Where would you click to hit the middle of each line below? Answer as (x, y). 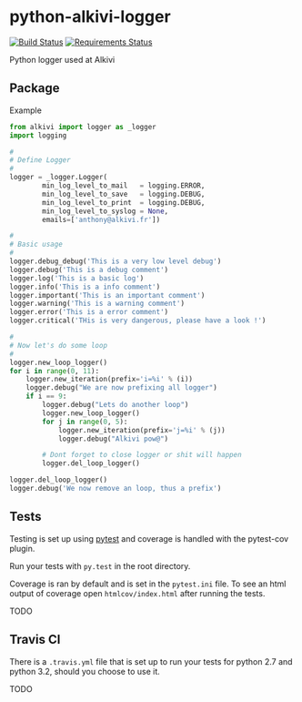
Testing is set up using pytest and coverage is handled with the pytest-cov (149, 538)
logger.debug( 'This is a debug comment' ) (89, 270)
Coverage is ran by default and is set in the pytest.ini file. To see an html (148, 584)
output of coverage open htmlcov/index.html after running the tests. (137, 593)
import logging (38, 135)
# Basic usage (36, 244)
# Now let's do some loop (58, 345)
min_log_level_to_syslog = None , (106, 211)
